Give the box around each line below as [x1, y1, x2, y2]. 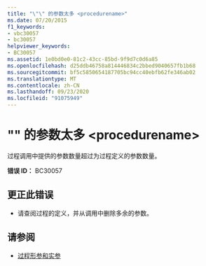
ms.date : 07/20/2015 [7, 17, 68, 24]
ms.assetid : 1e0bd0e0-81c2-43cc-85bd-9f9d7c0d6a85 [7, 56, 158, 63]
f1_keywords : [7, 23, 46, 30]
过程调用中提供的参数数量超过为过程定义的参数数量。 [7, 151, 161, 160]
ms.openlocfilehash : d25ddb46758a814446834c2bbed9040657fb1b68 [7, 62, 196, 69]
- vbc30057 [7, 29, 39, 37]
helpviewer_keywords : [7, 43, 71, 50]
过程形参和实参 [17, 251, 61, 260]
